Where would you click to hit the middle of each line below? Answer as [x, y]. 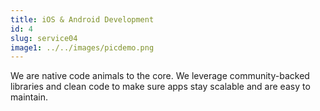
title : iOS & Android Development [82, 19]
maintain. [29, 97]
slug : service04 [44, 38]
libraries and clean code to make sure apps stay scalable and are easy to [160, 87]
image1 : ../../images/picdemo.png [82, 47]
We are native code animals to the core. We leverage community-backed [160, 76]
